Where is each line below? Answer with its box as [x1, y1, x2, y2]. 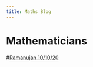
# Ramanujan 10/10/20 [6, 54, 59, 61]
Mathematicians [6, 34, 87, 47]
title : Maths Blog [6, 8, 51, 15]
